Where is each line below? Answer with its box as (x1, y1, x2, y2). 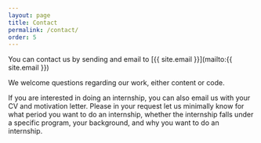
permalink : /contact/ (8, 26, 79, 34)
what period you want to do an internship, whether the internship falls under (8, 110, 254, 120)
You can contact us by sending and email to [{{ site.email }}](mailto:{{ (8, 55, 233, 64)
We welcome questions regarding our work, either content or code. (8, 78, 225, 88)
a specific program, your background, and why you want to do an (8, 118, 219, 127)
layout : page (8, 11, 51, 20)
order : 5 (8, 33, 37, 41)
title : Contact (8, 19, 58, 27)
